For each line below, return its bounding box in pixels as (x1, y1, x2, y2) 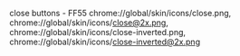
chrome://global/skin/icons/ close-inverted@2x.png (9, 36, 201, 47)
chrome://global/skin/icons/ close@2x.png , (9, 17, 169, 28)
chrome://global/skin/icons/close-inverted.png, (9, 27, 187, 37)
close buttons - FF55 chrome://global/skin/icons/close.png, (9, 8, 232, 18)
